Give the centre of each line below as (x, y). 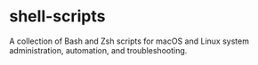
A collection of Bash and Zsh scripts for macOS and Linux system (129, 41)
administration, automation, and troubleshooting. (98, 50)
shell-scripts (57, 16)
